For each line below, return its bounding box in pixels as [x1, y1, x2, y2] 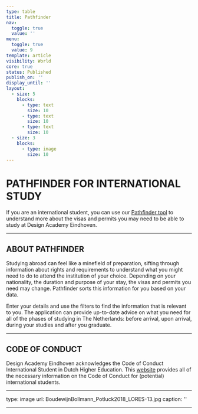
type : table [6, 8, 35, 15]
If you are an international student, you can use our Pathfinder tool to [6, 209, 174, 216]
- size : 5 [11, 91, 35, 97]
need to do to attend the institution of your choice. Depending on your [6, 272, 176, 279]
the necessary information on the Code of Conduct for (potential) [6, 372, 164, 379]
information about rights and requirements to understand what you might [6, 266, 183, 273]
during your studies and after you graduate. [6, 321, 112, 328]
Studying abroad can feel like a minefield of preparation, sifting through [6, 260, 180, 267]
